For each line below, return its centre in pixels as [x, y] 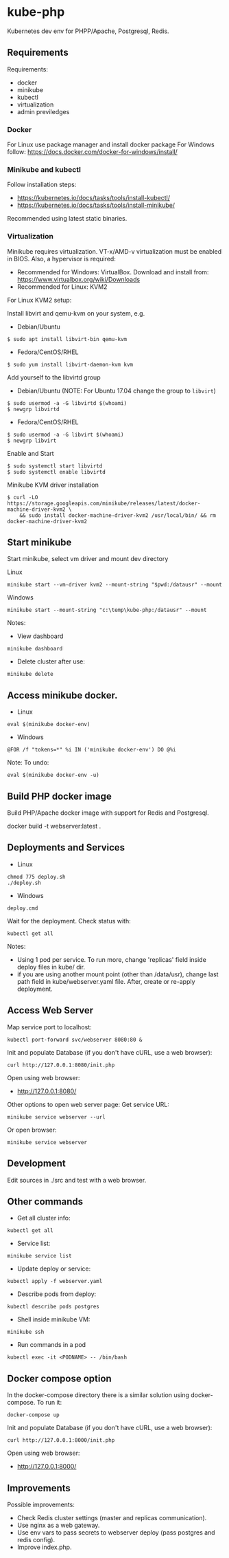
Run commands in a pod [51, 1345]
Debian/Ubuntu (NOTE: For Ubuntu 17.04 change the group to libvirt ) [116, 391]
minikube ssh [26, 1332]
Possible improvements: [41, 1504]
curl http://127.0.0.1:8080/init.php [61, 1065]
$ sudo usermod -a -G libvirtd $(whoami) [67, 403]
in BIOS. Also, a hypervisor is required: [62, 259]
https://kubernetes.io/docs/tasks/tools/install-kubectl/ [93, 198]
